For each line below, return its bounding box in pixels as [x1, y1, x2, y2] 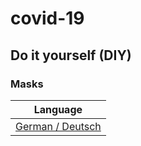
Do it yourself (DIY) [10, 47, 132, 64]
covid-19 [10, 7, 85, 30]
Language [33, 102, 83, 116]
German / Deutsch [15, 119, 102, 133]
